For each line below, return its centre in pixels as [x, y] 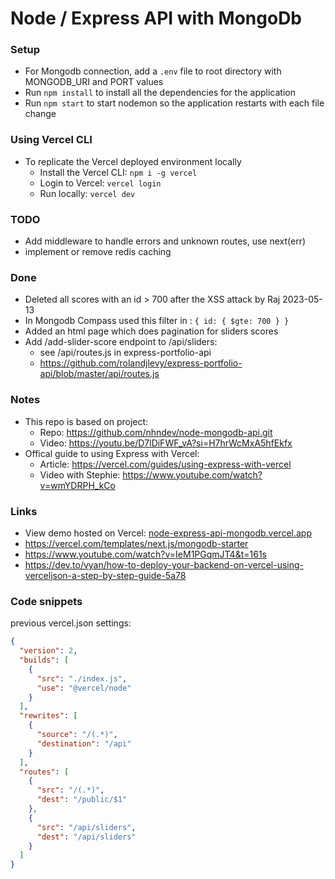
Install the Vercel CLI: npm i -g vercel [118, 172]
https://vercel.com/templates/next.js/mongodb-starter [136, 543]
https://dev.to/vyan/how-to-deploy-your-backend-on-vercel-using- [164, 564]
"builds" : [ [44, 660]
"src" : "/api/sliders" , [86, 827]
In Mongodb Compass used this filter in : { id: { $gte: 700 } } [157, 321]
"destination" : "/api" [84, 743]
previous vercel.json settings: [71, 623]
